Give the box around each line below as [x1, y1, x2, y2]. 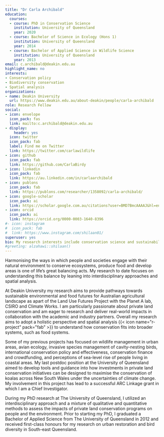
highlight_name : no [5, 67, 45, 72]
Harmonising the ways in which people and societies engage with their [5, 258, 147, 264]
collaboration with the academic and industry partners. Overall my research [5, 314, 157, 320]
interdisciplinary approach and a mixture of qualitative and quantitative [5, 400, 147, 407]
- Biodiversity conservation [5, 80, 64, 85]
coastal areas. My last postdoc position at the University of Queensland [5, 360, 149, 365]
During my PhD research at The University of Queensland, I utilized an [5, 395, 146, 401]
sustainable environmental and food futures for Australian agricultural [5, 293, 145, 299]
